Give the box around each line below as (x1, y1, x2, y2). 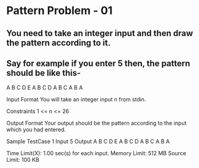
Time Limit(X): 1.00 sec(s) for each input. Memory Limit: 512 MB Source (6, 150, 187, 157)
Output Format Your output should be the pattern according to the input (6, 120, 187, 127)
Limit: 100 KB (6, 156, 40, 164)
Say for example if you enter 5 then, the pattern (6, 58, 190, 68)
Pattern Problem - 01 (6, 4, 113, 18)
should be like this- (6, 68, 81, 78)
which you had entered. (6, 126, 66, 133)
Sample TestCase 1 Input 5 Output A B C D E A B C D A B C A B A (6, 138, 170, 145)
